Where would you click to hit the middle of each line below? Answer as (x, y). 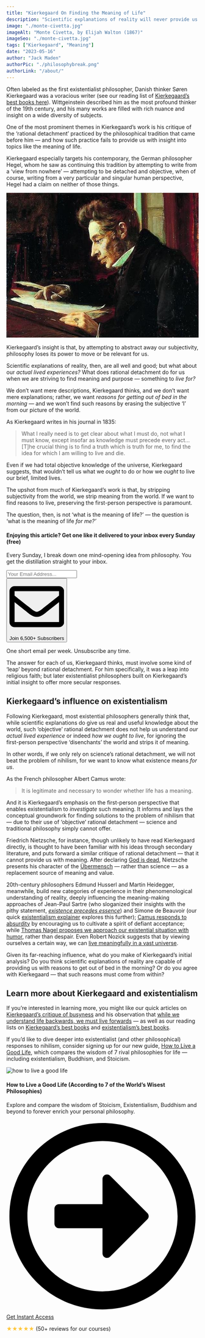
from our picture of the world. (44, 410)
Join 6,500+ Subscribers (37, 638)
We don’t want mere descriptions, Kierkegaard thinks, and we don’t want (98, 390)
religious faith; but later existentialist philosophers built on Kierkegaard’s (97, 676)
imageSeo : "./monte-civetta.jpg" (49, 39)
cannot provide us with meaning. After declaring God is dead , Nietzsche (97, 860)
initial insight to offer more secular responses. (64, 682)
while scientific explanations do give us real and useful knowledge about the (102, 722)
